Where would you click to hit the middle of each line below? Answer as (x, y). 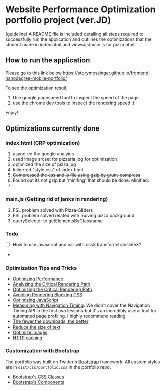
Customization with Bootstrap (43, 351)
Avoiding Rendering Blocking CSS (48, 295)
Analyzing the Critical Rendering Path (51, 284)
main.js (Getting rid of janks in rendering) (57, 199)
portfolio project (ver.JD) (58, 20)
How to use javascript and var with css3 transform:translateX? (77, 245)
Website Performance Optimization (80, 9)
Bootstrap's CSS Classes (38, 377)
